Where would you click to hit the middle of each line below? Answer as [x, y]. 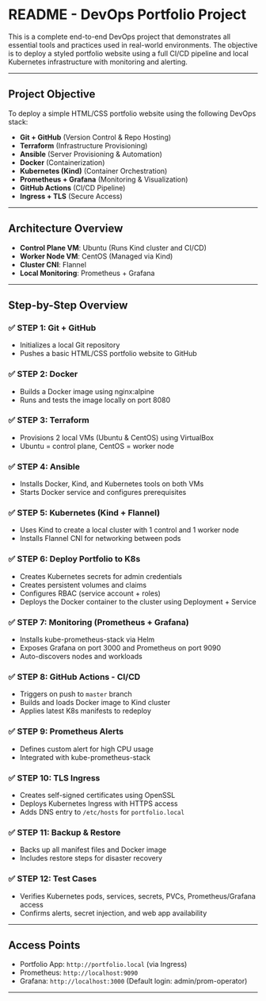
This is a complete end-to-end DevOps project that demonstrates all [120, 36]
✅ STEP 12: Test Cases [53, 879]
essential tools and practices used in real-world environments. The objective [133, 44]
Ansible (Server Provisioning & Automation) [91, 154]
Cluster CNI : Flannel [53, 264]
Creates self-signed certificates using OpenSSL [97, 795]
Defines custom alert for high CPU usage [87, 749]
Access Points [44, 945]
